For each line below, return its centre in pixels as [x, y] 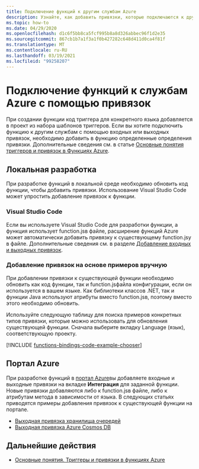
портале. [17, 409]
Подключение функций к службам [97, 90]
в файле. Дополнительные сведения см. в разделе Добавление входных [99, 243]
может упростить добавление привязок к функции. [71, 197]
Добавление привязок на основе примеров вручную [87, 265]
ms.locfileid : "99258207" [38, 61]
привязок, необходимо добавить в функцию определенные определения [99, 138]
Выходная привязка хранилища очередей [68, 420]
